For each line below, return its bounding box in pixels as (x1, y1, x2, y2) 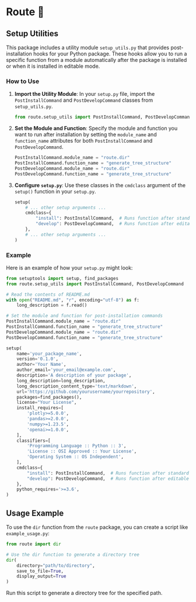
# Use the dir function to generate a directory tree (6, 552, 140, 558)
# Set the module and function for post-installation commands (6, 313, 163, 319)
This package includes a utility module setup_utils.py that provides (6, 44, 170, 51)
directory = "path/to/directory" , (16, 562, 95, 569)
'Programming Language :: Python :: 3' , (27, 443, 127, 449)
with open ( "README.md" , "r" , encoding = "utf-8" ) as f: (6, 297, 140, 303)
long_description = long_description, (16, 378, 106, 383)
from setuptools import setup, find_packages (6, 275, 118, 281)
